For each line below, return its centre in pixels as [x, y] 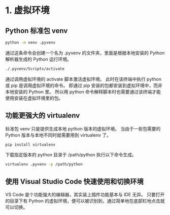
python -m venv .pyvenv [30, 42]
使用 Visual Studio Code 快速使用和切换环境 [74, 181]
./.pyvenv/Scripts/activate [35, 69]
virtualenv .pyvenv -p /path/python [44, 164]
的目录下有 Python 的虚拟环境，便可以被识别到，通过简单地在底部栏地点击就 [85, 201]
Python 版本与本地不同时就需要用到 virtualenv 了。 [58, 135]
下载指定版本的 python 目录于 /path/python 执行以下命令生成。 [71, 155]
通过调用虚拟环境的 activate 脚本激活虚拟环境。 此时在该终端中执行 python [83, 79]
